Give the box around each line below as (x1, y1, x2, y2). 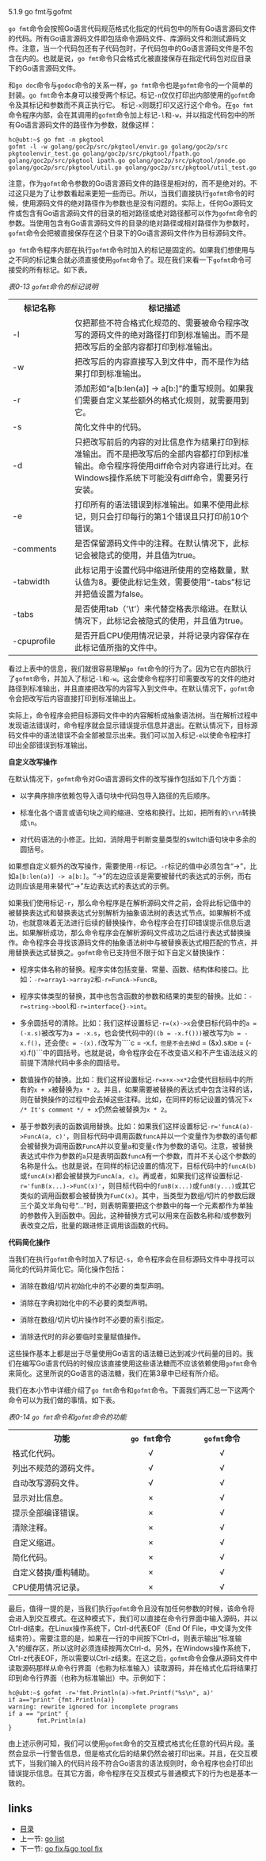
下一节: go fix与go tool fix (19, 1844, 103, 1853)
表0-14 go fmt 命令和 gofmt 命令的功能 (8, 1412, 127, 1421)
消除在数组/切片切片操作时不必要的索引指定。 (19, 1315, 169, 1324)
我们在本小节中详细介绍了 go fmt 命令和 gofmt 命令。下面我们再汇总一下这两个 (8, 1385, 256, 1395)
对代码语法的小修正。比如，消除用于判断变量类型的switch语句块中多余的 (19, 834, 256, 844)
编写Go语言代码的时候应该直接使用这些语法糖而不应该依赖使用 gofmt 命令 (21, 1358, 257, 1368)
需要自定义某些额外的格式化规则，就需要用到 (82, 395, 249, 406)
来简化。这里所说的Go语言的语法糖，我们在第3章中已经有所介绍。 (8, 1369, 223, 1377)
